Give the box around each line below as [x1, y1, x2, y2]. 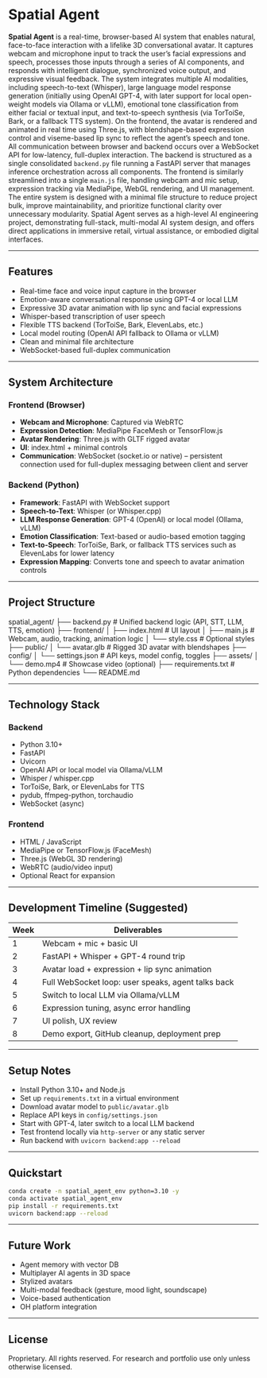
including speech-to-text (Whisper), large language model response [8, 82, 232, 92]
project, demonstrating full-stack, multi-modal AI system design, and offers [8, 217, 255, 227]
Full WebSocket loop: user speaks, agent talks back [42, 977, 234, 988]
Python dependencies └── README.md [8, 668, 141, 677]
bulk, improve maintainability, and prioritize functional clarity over [8, 200, 222, 210]
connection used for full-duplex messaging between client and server [19, 459, 249, 470]
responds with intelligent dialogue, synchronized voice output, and [8, 65, 226, 75]
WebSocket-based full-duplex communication [19, 345, 171, 354]
